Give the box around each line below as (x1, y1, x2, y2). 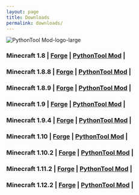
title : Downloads (6, 14, 50, 20)
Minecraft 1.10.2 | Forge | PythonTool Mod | (6, 148, 134, 156)
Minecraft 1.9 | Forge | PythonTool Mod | (6, 100, 126, 108)
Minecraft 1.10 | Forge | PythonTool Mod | (6, 132, 128, 140)
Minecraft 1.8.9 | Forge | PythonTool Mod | (6, 84, 131, 92)
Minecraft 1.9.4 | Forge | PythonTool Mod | (6, 116, 132, 124)
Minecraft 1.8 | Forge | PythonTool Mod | (6, 52, 126, 60)
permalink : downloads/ (6, 20, 63, 26)
